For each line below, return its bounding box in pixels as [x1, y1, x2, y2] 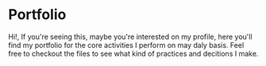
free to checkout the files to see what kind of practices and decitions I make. [8, 49, 259, 58]
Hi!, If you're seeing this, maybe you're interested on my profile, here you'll [8, 32, 253, 41]
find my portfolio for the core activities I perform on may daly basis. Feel [8, 40, 245, 49]
